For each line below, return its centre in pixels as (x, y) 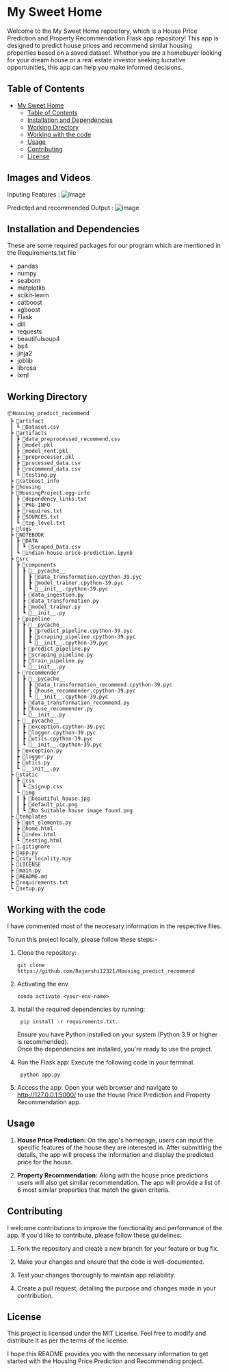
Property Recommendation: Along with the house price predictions (112, 1175)
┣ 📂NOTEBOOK (27, 535)
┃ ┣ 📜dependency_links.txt (49, 499)
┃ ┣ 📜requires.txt (36, 511)
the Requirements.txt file (42, 253)
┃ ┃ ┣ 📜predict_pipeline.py (50, 649)
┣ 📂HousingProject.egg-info (50, 493)
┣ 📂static (24, 775)
